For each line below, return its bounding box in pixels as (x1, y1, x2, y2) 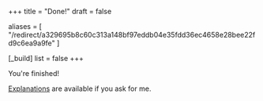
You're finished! (8, 69, 60, 78)
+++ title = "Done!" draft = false (8, 7, 112, 16)
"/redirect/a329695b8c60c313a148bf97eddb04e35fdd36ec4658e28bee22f (8, 31, 256, 39)
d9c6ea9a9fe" (8, 38, 55, 48)
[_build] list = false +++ (8, 54, 85, 63)
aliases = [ (8, 22, 42, 31)
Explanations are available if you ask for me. (8, 84, 152, 93)
